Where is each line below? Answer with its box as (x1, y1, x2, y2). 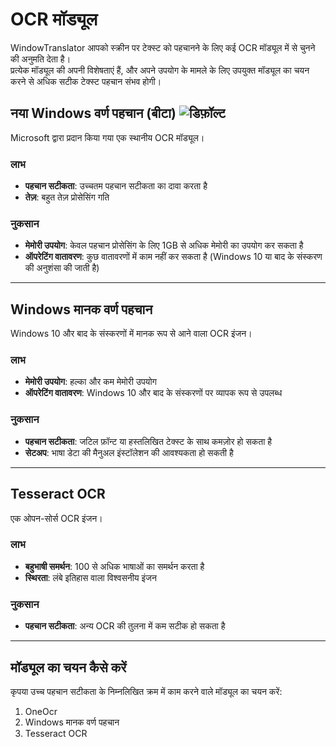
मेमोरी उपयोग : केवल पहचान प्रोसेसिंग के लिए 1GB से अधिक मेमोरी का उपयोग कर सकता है (24, 239, 304, 252)
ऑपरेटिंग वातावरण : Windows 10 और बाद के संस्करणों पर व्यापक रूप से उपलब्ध (24, 387, 283, 399)
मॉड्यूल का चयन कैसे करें (10, 659, 127, 676)
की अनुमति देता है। (10, 53, 72, 65)
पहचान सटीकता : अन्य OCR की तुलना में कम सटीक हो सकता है (24, 620, 226, 632)
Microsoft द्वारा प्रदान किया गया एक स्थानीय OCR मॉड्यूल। (10, 131, 205, 143)
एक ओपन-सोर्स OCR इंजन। (10, 512, 103, 524)
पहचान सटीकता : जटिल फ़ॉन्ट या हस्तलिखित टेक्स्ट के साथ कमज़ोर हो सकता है (24, 435, 273, 447)
